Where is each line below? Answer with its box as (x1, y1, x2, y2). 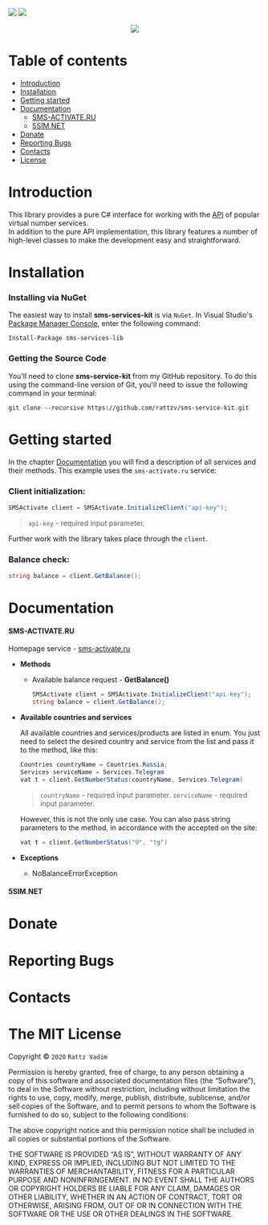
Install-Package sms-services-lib (8, 334, 124, 343)
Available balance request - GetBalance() (31, 675, 170, 685)
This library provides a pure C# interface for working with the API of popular (8, 210, 260, 219)
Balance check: (8, 554, 70, 565)
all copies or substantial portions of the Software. (8, 1133, 171, 1143)
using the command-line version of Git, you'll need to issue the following (8, 380, 248, 389)
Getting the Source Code (8, 353, 107, 364)
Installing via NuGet (8, 291, 87, 303)
